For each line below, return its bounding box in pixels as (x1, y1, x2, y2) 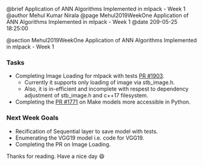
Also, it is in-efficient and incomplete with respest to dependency (24, 85, 189, 92)
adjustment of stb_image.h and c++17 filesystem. (24, 92, 149, 99)
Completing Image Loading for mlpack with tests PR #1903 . (15, 72, 165, 80)
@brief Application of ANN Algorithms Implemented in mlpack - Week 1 (6, 6, 186, 12)
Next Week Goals (6, 113, 59, 122)
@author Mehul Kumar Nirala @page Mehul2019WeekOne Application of (6, 12, 189, 19)
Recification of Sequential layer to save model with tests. (15, 127, 158, 135)
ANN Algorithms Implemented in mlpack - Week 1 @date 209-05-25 (6, 18, 178, 25)
